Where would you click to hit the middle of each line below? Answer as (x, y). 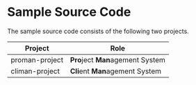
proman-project (37, 59)
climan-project (35, 71)
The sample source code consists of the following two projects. (98, 31)
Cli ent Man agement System (116, 71)
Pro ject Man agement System (117, 59)
